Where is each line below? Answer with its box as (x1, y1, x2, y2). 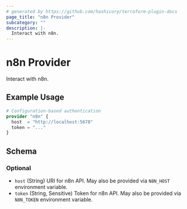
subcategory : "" (6, 19, 46, 25)
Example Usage (6, 92, 65, 102)
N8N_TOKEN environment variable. (14, 195, 93, 203)
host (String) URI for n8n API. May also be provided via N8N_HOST (14, 177, 171, 184)
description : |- (6, 25, 46, 31)
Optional (6, 164, 31, 172)
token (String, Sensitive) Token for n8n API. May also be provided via (14, 190, 181, 197)
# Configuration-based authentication (6, 108, 101, 114)
